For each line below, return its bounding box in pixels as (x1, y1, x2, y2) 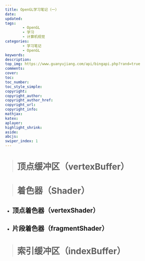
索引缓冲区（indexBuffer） (17, 246, 126, 257)
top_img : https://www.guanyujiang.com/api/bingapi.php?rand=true (5, 61, 140, 66)
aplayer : (5, 120, 23, 125)
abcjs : (5, 134, 18, 139)
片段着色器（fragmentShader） (12, 224, 109, 233)
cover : (5, 71, 18, 76)
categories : (5, 39, 29, 44)
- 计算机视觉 (22, 35, 45, 40)
